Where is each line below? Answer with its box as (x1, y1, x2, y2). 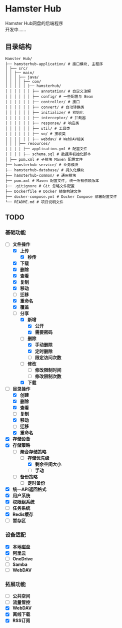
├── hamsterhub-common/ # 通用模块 (5, 173, 76, 178)
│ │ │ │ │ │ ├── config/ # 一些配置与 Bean (5, 94, 93, 99)
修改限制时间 (34, 367, 61, 373)
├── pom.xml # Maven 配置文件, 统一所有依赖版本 (5, 178, 99, 183)
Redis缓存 (12, 511, 33, 517)
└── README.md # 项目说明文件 (5, 199, 63, 204)
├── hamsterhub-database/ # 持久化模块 (5, 167, 84, 173)
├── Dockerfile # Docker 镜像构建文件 (5, 189, 81, 194)
